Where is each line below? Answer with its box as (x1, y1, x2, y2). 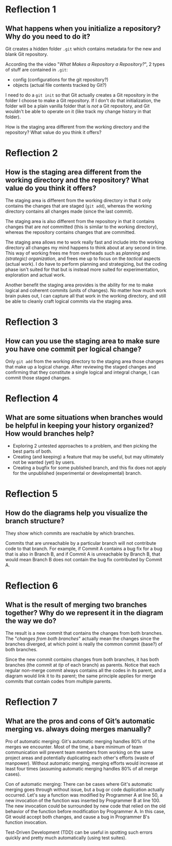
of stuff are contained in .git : (5, 67, 68, 72)
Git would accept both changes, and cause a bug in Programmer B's (5, 814, 150, 820)
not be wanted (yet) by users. (12, 459, 75, 465)
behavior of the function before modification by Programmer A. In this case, (5, 808, 165, 814)
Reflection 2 (5, 148, 58, 159)
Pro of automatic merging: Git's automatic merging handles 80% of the (5, 739, 155, 744)
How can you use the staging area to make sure (5, 337, 160, 345)
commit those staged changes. (5, 375, 71, 381)
